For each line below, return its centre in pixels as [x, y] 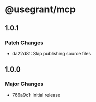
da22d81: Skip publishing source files [52, 53]
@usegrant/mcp [40, 9]
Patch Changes [24, 43]
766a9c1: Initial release [36, 95]
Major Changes [24, 84]
